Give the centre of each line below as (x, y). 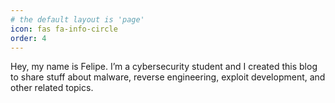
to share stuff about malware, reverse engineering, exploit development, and (168, 77)
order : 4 (28, 38)
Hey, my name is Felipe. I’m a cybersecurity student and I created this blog (164, 67)
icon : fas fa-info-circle (64, 29)
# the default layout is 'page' (77, 19)
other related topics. (52, 88)
